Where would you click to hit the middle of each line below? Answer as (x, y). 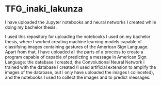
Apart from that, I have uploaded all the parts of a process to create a (74, 52)
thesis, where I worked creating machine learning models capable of (73, 41)
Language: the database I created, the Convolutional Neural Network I (75, 62)
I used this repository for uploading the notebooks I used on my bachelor (78, 36)
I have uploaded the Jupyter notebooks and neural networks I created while (81, 22)
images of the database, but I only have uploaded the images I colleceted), (80, 72)
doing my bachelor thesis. (31, 27)
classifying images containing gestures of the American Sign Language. (77, 47)
